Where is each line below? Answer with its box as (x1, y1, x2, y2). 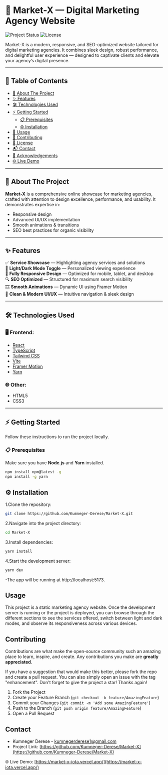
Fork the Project (12, 689, 46, 695)
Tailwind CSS (12, 353, 40, 359)
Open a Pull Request (12, 710, 55, 717)
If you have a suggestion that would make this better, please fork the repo (5, 669, 157, 675)
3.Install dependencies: (5, 539, 53, 545)
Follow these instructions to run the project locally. (5, 434, 109, 440)
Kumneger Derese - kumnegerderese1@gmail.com (12, 738, 116, 744)
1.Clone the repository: (5, 501, 51, 507)
